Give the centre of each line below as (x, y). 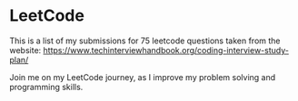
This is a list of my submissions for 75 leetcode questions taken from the (145, 41)
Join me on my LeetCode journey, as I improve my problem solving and (143, 77)
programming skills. (46, 87)
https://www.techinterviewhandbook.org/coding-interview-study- (166, 50)
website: (25, 50)
